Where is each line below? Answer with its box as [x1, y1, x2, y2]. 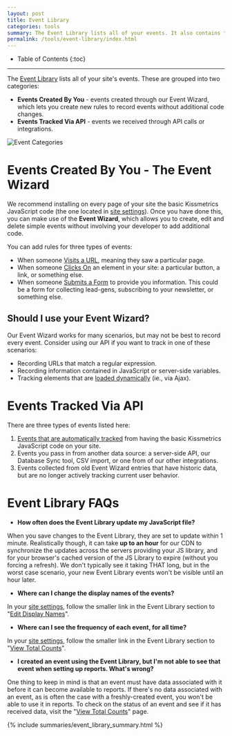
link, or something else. [17, 271, 84, 279]
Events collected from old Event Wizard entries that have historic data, [17, 464, 217, 472]
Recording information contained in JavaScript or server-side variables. [17, 366, 221, 375]
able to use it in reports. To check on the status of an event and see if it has [7, 699, 222, 708]
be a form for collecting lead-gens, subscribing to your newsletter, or [17, 285, 214, 294]
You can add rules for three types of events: [7, 243, 133, 251]
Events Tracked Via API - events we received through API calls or [17, 117, 205, 126]
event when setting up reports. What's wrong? [17, 664, 154, 672]
